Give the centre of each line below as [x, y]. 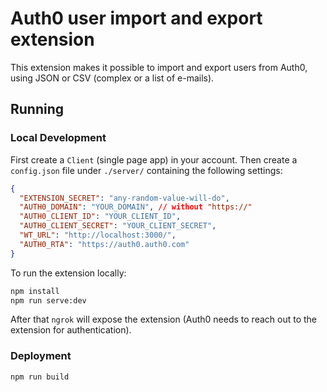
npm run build [40, 377]
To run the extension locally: [68, 273]
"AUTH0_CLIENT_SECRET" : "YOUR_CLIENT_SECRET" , [118, 226]
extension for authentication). [71, 330]
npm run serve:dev [48, 300]
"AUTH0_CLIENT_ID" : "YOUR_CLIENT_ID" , [100, 217]
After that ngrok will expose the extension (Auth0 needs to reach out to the [163, 319]
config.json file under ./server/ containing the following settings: [146, 170]
